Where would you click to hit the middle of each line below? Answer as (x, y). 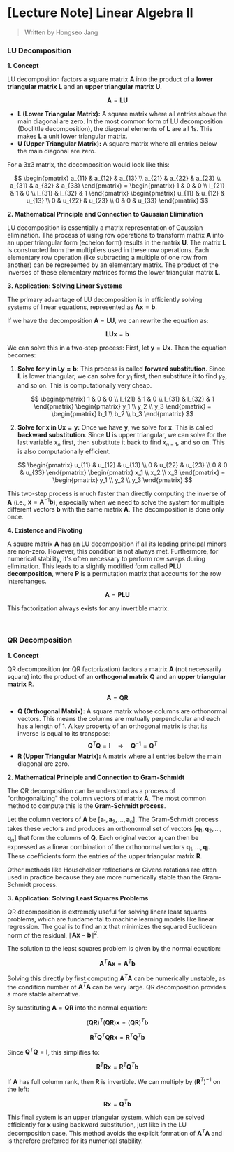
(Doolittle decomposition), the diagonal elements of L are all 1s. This (115, 129)
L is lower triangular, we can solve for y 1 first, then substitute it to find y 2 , (122, 377)
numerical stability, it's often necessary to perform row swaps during (107, 559)
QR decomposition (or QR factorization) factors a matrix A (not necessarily (115, 669)
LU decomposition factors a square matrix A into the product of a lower (110, 79)
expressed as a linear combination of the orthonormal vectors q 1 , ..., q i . (109, 848)
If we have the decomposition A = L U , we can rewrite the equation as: (108, 321)
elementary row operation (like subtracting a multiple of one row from (107, 258)
